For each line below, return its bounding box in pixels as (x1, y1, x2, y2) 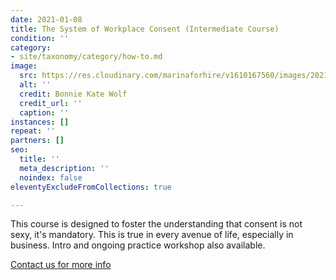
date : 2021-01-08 (10, 14, 83, 25)
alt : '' (19, 80, 52, 90)
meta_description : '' (19, 163, 110, 173)
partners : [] (10, 136, 65, 146)
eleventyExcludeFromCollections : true (10, 182, 172, 192)
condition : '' (10, 33, 70, 43)
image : (10, 61, 38, 71)
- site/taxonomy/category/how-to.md (10, 52, 163, 62)
